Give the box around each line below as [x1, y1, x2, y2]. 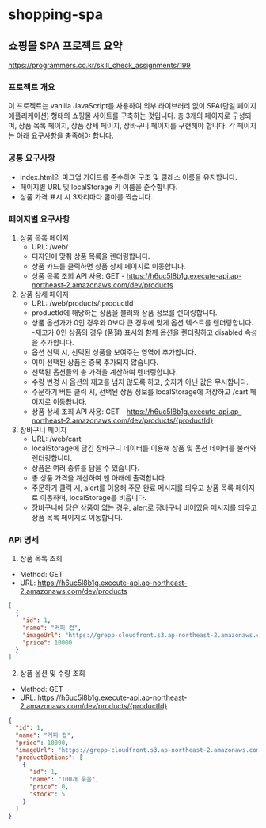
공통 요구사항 [8, 153, 55, 164]
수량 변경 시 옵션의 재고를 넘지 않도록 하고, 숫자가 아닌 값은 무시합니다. [31, 377, 249, 386]
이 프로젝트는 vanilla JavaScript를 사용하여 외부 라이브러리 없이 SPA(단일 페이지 [8, 101, 257, 111]
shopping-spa [8, 6, 104, 24]
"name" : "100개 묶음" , [28, 776, 100, 784]
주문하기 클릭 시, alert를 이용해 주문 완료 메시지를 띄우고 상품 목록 [31, 483, 234, 492]
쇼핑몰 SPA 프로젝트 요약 [8, 39, 123, 52]
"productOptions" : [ [15, 754, 83, 762]
